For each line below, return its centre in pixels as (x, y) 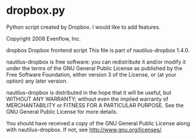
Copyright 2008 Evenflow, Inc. (44, 38)
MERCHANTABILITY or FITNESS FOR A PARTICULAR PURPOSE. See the (95, 105)
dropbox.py (36, 10)
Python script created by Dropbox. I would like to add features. (83, 27)
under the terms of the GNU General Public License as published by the (94, 68)
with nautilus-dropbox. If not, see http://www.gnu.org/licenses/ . (85, 129)
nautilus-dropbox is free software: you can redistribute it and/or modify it (96, 62)
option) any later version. (37, 81)
